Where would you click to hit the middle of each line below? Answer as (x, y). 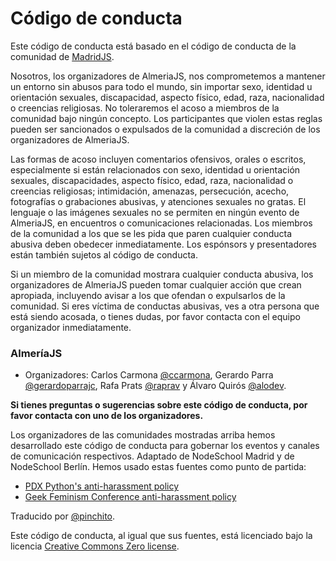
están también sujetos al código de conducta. (104, 254)
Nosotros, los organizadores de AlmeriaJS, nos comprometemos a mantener (168, 76)
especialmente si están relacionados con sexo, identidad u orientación (155, 169)
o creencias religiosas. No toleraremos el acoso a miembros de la (145, 108)
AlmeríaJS (36, 353)
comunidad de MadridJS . (62, 56)
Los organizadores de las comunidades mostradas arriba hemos (143, 435)
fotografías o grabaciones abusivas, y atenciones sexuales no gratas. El (158, 201)
